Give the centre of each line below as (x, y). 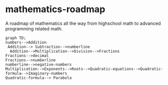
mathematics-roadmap (55, 9)
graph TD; (16, 38)
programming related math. (34, 28)
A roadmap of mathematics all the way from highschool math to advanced (83, 23)
